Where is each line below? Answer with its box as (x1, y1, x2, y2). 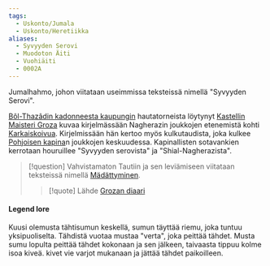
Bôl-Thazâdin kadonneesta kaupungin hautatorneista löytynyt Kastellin (8, 111, 246, 121)
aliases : (8, 34, 38, 43)
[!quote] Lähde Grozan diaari (48, 186, 146, 195)
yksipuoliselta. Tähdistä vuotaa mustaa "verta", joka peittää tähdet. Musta (8, 230, 255, 240)
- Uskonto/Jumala (15, 19, 75, 28)
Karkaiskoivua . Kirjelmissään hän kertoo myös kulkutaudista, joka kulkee (8, 128, 251, 138)
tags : (8, 11, 27, 20)
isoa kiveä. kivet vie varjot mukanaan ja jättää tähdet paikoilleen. (8, 248, 224, 258)
